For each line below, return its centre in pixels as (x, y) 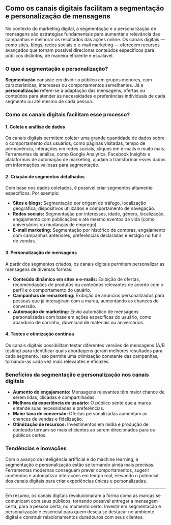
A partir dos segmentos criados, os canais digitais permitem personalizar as (85, 264)
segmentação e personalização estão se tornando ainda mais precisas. (80, 465)
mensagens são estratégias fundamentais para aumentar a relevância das (83, 34)
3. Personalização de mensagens (41, 253)
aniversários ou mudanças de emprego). (55, 225)
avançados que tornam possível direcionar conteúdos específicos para (80, 50)
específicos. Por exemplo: (33, 193)
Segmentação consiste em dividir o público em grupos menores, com (79, 80)
